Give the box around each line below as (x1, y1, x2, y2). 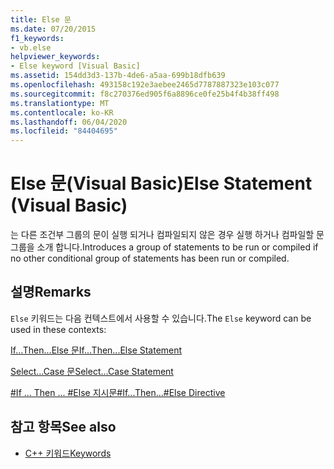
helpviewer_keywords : (10, 52, 101, 62)
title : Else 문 (10, 14, 72, 25)
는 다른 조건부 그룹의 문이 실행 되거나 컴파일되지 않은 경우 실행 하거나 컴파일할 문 (10, 229, 325, 241)
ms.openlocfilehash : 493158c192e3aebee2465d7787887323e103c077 (10, 80, 280, 90)
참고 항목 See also (10, 419, 117, 436)
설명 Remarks (10, 284, 92, 301)
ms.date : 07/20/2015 (10, 24, 97, 34)
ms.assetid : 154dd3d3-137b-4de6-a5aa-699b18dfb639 (10, 71, 226, 81)
